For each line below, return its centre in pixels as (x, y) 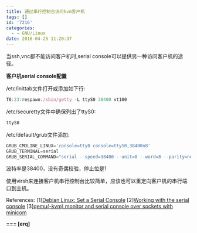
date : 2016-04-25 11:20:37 (39, 39)
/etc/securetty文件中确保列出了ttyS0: (51, 112)
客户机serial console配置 (37, 76)
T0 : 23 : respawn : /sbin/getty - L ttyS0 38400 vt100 (67, 100)
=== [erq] (18, 224)
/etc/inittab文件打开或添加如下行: (46, 88)
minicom (16, 212)
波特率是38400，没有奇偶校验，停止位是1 (56, 168)
